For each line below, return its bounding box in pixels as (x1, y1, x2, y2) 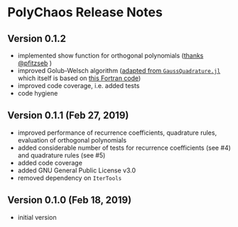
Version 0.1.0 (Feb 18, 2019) (7, 194, 132, 206)
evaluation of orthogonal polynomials (17, 135, 126, 144)
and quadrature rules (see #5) (17, 150, 106, 160)
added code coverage (17, 158, 83, 167)
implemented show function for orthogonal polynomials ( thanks (17, 51, 204, 60)
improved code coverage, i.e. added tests (17, 82, 140, 89)
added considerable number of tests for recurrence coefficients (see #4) (17, 143, 231, 152)
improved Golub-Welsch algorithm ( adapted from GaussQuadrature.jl (17, 67, 221, 74)
